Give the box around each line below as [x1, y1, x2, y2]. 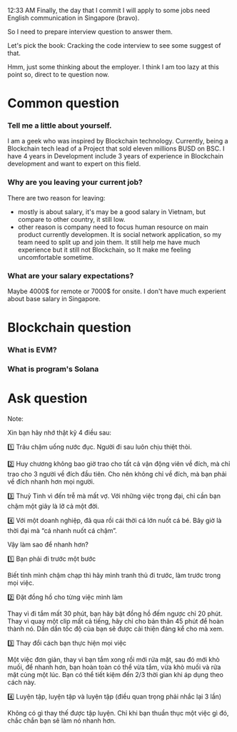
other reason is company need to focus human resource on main [17, 223, 208, 231]
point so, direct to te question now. [7, 71, 109, 78]
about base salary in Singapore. [7, 295, 101, 303]
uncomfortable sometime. [17, 253, 94, 261]
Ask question [7, 390, 88, 407]
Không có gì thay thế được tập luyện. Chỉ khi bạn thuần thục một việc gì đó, [7, 708, 229, 717]
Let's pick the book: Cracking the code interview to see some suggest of [7, 41, 221, 49]
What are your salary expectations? [7, 270, 134, 280]
